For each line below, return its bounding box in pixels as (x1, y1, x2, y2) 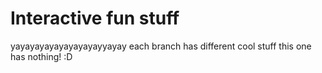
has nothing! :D (10, 50, 73, 62)
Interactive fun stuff (10, 7, 180, 30)
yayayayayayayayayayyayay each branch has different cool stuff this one (10, 40, 312, 52)
